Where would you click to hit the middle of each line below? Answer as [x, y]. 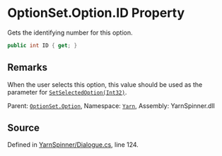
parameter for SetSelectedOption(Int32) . [67, 92]
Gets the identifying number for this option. [70, 32]
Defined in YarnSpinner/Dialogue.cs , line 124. [73, 145]
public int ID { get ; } [42, 45]
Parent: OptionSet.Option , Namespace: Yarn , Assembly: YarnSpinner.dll [111, 106]
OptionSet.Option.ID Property [96, 13]
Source [24, 128]
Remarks [28, 67]
